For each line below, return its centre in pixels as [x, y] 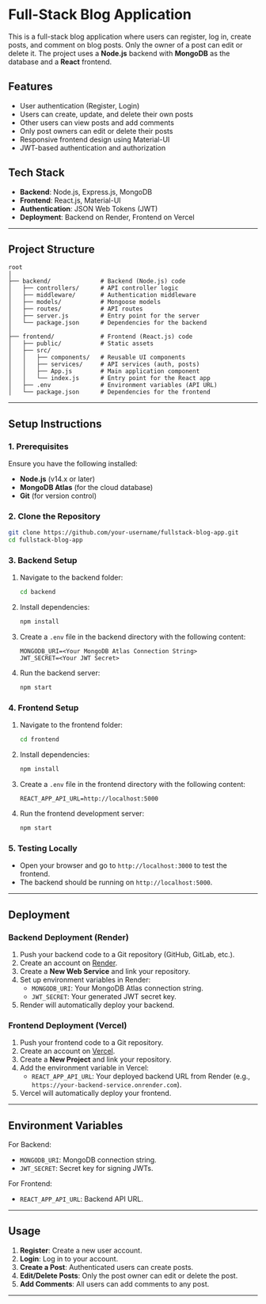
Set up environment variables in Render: [85, 979]
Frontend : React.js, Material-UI [70, 200]
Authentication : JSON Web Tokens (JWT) [89, 208]
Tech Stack [36, 173]
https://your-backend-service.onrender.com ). [106, 1085]
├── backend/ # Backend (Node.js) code [97, 281]
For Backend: [30, 1145]
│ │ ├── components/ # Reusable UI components [97, 358]
